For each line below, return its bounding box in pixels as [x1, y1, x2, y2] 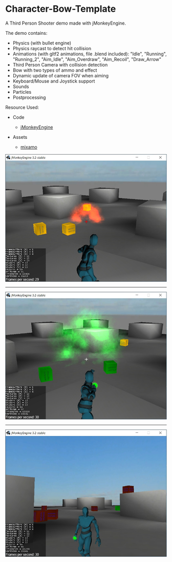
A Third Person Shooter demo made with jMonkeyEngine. [5, 20, 126, 26]
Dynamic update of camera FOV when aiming [12, 72, 109, 78]
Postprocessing [12, 94, 46, 100]
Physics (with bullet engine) [12, 39, 72, 46]
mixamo [20, 144, 37, 150]
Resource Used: [5, 104, 39, 110]
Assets [12, 134, 28, 140]
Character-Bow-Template [5, 3, 116, 15]
